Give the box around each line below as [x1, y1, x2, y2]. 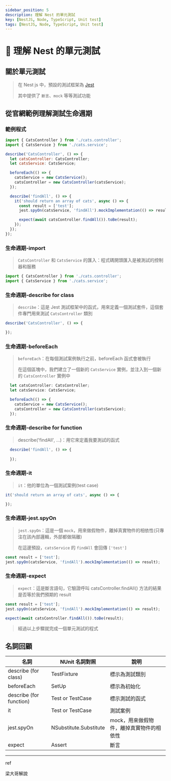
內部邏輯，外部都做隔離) [31, 534, 82, 540]
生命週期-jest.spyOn [5, 515, 56, 522]
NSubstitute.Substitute [51, 724, 105, 731]
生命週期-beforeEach [5, 343, 58, 350]
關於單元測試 [5, 67, 46, 76]
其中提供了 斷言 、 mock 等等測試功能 [17, 93, 91, 99]
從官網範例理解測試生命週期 [5, 109, 93, 118]
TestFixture [51, 671, 78, 678]
